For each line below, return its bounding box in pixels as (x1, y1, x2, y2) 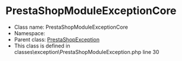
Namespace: (14, 29, 45, 36)
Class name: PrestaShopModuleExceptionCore (14, 23, 128, 30)
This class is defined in (14, 42, 70, 49)
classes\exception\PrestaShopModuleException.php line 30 (14, 48, 160, 55)
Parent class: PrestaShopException (14, 36, 100, 43)
